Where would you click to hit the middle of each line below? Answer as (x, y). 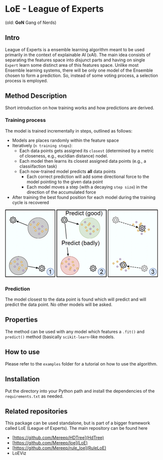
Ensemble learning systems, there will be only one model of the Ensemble (79, 70)
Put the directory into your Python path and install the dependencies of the (80, 391)
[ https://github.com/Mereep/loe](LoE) (50, 443)
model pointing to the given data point (65, 182)
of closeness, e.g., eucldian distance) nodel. (64, 156)
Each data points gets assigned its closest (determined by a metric (87, 151)
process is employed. (27, 80)
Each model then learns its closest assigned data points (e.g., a (83, 161)
